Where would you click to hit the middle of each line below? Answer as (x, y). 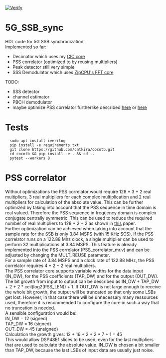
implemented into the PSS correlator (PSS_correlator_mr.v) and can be (78, 250)
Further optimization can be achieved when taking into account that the (79, 228)
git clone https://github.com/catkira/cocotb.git (62, 149)
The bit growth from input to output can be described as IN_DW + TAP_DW (82, 281)
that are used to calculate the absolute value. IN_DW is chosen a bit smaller (83, 345)
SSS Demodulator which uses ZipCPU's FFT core (63, 72)
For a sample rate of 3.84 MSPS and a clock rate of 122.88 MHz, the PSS (80, 260)
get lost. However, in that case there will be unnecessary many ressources (82, 297)
